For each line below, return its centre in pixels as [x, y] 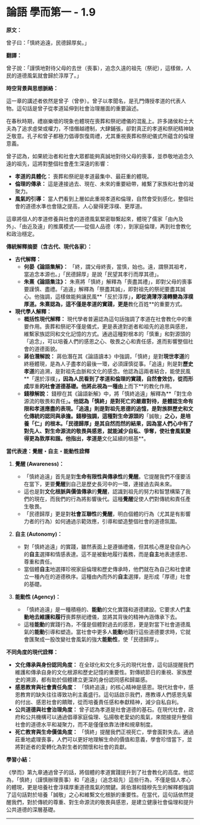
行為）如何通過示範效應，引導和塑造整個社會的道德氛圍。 [110, 521]
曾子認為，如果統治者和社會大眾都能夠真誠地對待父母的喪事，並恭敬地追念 [97, 156]
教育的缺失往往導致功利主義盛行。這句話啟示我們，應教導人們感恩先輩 [106, 694]
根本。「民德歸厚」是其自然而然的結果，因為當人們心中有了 [121, 423]
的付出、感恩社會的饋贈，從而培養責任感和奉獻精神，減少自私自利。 [98, 702]
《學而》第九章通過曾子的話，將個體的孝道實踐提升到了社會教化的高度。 [95, 772]
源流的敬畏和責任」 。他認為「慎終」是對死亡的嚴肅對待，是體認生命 [106, 401]
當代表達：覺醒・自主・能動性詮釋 [48, 451]
